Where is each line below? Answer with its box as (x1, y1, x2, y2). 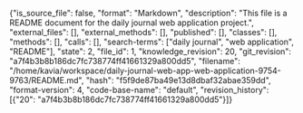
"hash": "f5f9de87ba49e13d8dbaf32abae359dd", (85, 75, 271, 85)
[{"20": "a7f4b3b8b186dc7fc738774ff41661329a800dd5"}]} (9, 94, 233, 105)
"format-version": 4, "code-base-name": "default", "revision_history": (9, 85, 269, 95)
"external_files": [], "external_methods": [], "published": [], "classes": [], (9, 27, 278, 37)
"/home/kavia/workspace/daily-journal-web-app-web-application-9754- (9, 65, 281, 76)
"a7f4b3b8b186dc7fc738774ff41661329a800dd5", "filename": (9, 56, 240, 66)
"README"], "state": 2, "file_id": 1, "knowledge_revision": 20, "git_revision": (9, 46, 292, 57)
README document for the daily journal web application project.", (9, 17, 254, 28)
